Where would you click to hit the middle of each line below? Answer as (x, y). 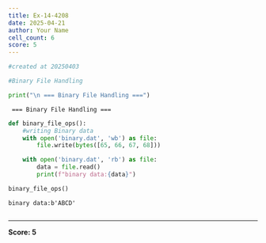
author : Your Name (38, 30)
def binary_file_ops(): (47, 123)
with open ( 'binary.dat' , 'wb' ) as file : (90, 138)
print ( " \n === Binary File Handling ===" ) (79, 95)
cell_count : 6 (32, 38)
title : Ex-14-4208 (38, 15)
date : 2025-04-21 (37, 23)
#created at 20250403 (44, 67)
